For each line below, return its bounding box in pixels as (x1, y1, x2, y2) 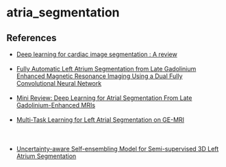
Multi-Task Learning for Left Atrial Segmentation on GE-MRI (16, 116, 185, 124)
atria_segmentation (6, 5, 121, 21)
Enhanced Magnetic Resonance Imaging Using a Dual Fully (16, 72, 183, 80)
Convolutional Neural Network (16, 79, 102, 87)
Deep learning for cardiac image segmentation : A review (16, 50, 177, 58)
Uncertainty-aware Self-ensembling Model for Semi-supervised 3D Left (16, 145, 219, 153)
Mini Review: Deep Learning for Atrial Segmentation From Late (16, 94, 192, 102)
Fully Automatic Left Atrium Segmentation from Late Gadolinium (16, 65, 197, 73)
